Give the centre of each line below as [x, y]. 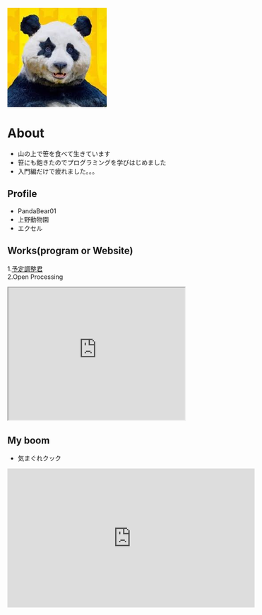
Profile [22, 194]
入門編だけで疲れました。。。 [58, 171]
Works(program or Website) [70, 251]
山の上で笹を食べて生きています [64, 153]
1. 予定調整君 [25, 268]
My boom [29, 440]
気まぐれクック [39, 458]
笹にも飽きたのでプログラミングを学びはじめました [92, 162]
